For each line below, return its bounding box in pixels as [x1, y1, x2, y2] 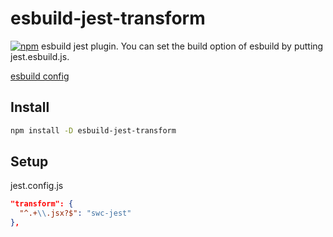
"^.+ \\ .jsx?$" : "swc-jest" [19, 208, 132, 219]
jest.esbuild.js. [10, 50, 70, 62]
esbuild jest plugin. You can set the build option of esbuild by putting [41, 40, 324, 52]
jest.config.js [10, 180, 64, 192]
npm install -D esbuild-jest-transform [10, 125, 177, 136]
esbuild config [10, 70, 70, 82]
